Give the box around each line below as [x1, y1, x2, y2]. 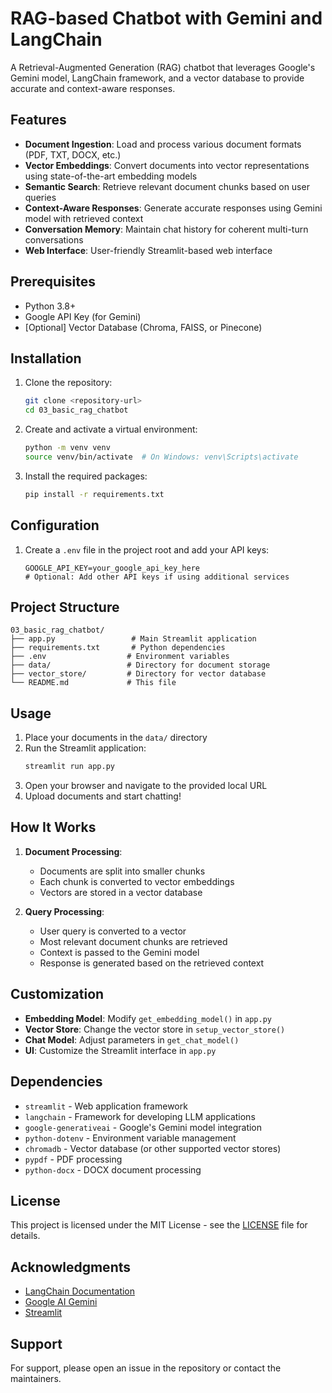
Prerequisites [10, 273, 96, 291]
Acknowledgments [10, 1258, 132, 1276]
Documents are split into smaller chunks [39, 865, 206, 877]
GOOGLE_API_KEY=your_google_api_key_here [24, 563, 200, 573]
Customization [10, 986, 105, 1003]
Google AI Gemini [24, 1296, 98, 1308]
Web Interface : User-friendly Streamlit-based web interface [24, 244, 273, 256]
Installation [10, 350, 82, 367]
